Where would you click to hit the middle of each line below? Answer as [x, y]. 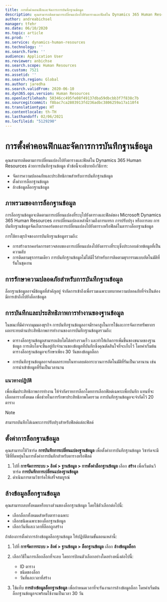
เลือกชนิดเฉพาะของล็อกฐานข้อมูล [39, 521]
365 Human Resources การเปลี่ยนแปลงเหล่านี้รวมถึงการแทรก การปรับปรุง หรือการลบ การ [83, 221]
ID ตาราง [27, 566]
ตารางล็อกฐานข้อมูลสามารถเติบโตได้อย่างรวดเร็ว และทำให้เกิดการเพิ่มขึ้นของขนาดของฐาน [84, 340]
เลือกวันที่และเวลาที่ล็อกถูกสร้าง [38, 526]
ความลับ [19, 252]
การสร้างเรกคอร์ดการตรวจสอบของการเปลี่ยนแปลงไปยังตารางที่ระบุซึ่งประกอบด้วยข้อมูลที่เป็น [86, 246]
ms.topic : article [24, 33]
